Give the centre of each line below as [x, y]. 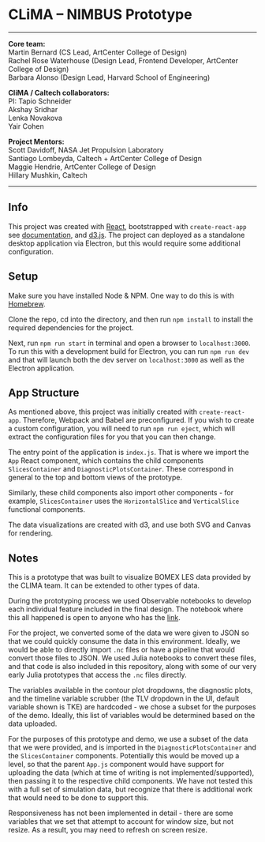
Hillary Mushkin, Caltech [48, 175]
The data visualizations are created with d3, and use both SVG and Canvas [129, 525]
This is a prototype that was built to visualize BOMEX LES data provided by [129, 577]
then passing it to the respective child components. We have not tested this [131, 781]
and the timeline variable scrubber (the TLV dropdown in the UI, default [124, 699]
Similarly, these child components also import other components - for [121, 493]
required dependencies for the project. [71, 327]
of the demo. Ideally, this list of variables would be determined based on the [132, 716]
